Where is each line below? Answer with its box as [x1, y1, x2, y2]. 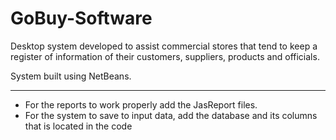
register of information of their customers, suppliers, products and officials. [10, 50, 320, 62]
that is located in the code [24, 120, 133, 132]
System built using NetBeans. [10, 70, 132, 82]
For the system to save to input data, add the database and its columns [24, 109, 318, 121]
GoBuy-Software [10, 7, 153, 30]
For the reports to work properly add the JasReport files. [24, 98, 258, 111]
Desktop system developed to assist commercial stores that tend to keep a [10, 40, 318, 52]
